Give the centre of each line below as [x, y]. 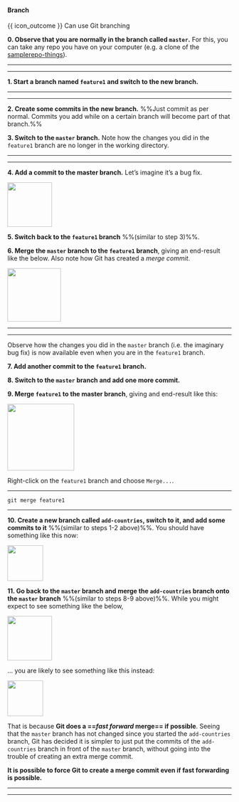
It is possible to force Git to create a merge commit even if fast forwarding [118, 770]
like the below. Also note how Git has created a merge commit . [99, 258]
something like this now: [43, 535]
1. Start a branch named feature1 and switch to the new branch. [103, 82]
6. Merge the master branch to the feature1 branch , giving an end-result [114, 251]
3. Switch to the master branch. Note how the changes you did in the [108, 138]
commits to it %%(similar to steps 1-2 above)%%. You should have [106, 528]
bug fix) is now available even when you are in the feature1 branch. [106, 353]
